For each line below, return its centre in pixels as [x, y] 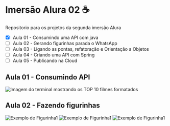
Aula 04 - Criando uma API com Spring [54, 55]
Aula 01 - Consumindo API [48, 77]
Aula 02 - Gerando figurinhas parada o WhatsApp [65, 43]
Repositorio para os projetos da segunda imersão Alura [63, 27]
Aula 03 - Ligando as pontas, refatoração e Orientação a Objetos [81, 49]
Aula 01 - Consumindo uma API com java [55, 37]
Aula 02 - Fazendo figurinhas [53, 106]
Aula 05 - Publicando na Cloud [45, 61]
